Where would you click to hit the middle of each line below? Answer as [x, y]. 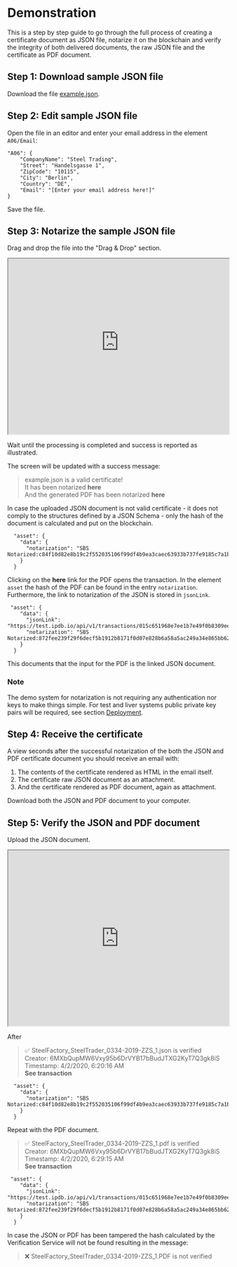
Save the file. [26, 209]
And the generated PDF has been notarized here [95, 495]
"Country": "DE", [45, 184]
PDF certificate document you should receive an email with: [94, 759]
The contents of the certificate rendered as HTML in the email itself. [115, 772]
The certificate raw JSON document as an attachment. [96, 780]
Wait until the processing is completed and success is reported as [102, 445]
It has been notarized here [63, 487]
